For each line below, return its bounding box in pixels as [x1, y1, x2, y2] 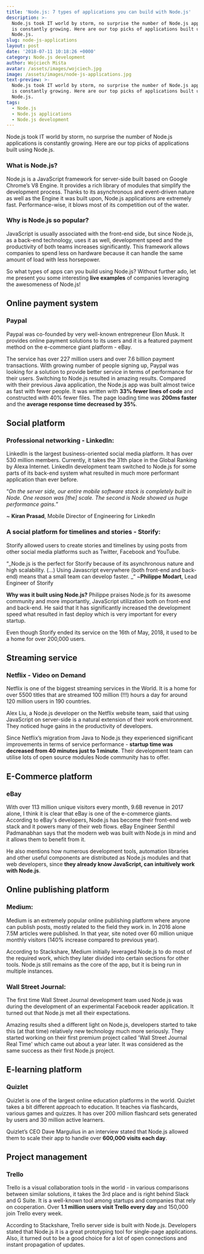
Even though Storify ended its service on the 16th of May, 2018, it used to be [6, 628, 197, 636]
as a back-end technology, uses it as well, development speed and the [6, 236, 183, 243]
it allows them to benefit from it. [6, 835, 86, 843]
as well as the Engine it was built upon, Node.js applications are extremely [6, 194, 192, 201]
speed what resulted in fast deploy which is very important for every [6, 610, 177, 618]
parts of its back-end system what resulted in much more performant [6, 469, 179, 477]
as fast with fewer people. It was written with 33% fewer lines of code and [6, 387, 194, 394]
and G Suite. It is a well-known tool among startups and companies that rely [6, 1197, 196, 1204]
